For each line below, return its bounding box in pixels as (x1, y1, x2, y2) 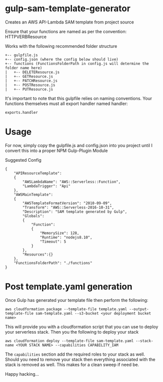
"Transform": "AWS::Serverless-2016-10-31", (22, 205, 114, 210)
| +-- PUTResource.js (5, 86, 54, 92)
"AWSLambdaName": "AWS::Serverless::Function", (22, 179, 121, 184)
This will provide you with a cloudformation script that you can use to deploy (5, 323, 159, 330)
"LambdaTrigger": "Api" (22, 184, 71, 189)
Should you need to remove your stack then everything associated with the (5, 356, 156, 362)
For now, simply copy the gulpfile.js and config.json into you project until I (5, 142, 153, 148)
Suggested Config (5, 157, 42, 163)
